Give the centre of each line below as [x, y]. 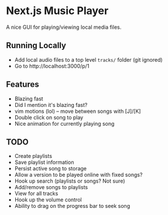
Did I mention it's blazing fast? [51, 105]
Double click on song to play [49, 117]
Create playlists [33, 156]
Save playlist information [44, 162]
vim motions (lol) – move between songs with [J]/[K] [78, 111]
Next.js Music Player [57, 11]
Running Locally [36, 46]
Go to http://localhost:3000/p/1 [52, 66]
